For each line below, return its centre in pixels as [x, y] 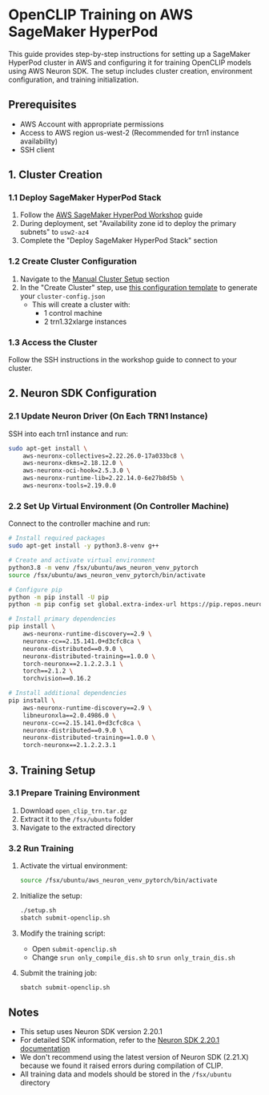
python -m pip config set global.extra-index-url [93, 604]
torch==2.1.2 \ [48, 671]
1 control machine [73, 313]
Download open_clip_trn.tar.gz [74, 810]
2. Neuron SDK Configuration [82, 393]
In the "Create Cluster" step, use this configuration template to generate [139, 287]
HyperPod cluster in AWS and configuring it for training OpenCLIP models [130, 63]
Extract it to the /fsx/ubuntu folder [76, 818]
